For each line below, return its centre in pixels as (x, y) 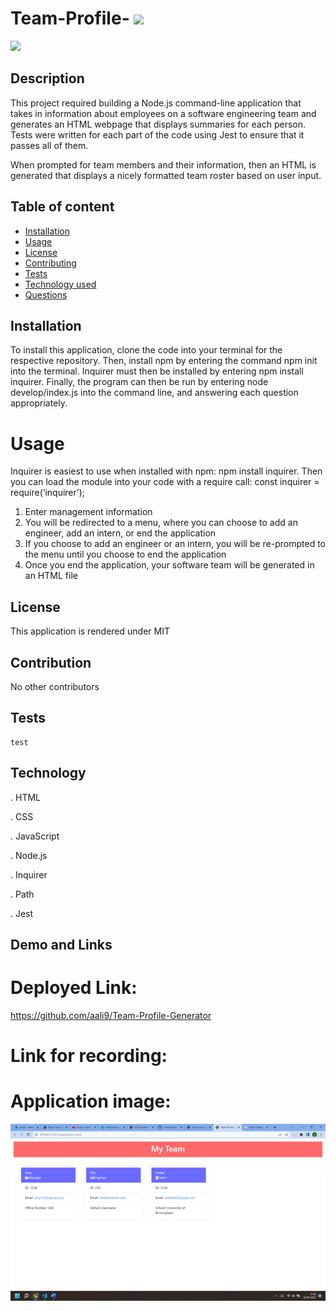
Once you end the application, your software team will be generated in (169, 565)
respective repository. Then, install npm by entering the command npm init (164, 361)
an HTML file (51, 576)
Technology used (60, 284)
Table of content (62, 207)
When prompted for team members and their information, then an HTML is (163, 164)
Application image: (91, 1101)
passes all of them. (49, 145)
